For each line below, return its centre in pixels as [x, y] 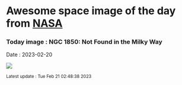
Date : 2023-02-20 [29, 55]
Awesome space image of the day [91, 11]
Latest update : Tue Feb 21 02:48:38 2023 [49, 77]
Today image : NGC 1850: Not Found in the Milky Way [84, 42]
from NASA [34, 23]
